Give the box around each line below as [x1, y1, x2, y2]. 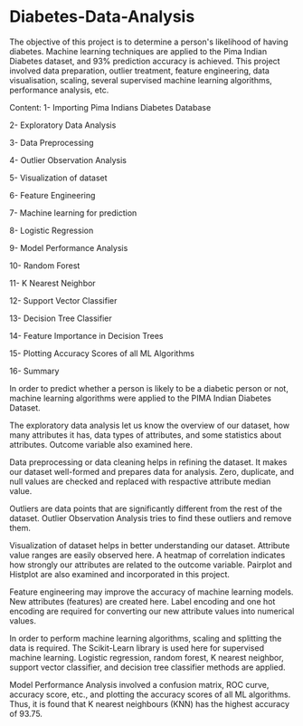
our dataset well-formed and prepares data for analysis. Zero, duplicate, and [9, 466, 295, 477]
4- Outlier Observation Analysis [9, 154, 127, 165]
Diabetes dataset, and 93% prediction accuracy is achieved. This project [9, 55, 280, 66]
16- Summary [9, 365, 60, 376]
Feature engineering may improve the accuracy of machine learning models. [9, 586, 294, 597]
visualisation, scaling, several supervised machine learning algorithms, [9, 74, 273, 85]
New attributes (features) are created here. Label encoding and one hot [9, 595, 276, 606]
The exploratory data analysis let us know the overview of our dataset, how [9, 420, 290, 431]
